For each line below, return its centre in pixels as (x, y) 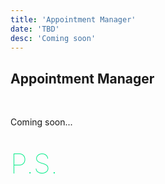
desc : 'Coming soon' (53, 38)
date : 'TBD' (35, 29)
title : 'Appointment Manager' (73, 19)
